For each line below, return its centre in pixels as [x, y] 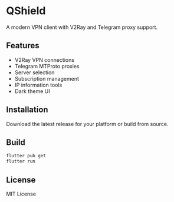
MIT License [21, 194]
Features [23, 46]
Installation [27, 110]
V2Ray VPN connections [45, 59]
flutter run [21, 161]
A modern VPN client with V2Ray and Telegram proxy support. [82, 27]
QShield [26, 11]
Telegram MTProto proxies [47, 66]
